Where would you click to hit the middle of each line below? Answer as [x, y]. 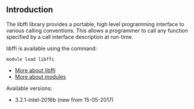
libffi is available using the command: [51, 48]
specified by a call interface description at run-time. [70, 37]
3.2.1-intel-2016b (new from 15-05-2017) [64, 99]
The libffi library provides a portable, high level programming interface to [95, 24]
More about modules [40, 76]
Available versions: [29, 88]
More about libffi [35, 70]
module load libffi [30, 59]
